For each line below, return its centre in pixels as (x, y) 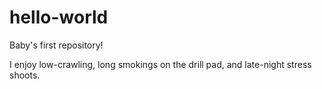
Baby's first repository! (56, 45)
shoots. (25, 75)
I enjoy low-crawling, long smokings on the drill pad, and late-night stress (160, 64)
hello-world (59, 17)
